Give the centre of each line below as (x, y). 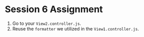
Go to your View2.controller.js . (47, 23)
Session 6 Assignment (54, 9)
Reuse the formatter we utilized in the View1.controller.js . (76, 28)
